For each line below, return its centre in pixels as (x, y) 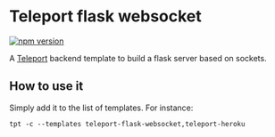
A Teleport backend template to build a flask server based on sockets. (138, 58)
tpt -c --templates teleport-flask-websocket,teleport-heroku (127, 124)
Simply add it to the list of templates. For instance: (101, 108)
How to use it (46, 86)
